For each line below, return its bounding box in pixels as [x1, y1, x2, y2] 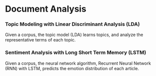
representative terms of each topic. [5, 37, 76, 43]
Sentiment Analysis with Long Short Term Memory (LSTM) [5, 49, 146, 56]
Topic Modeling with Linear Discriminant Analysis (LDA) [5, 21, 140, 28]
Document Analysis [5, 3, 87, 15]
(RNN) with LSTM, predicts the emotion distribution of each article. [5, 65, 139, 71]
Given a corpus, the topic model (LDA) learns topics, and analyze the [5, 32, 143, 38]
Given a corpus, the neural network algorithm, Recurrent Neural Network [5, 60, 151, 66]
